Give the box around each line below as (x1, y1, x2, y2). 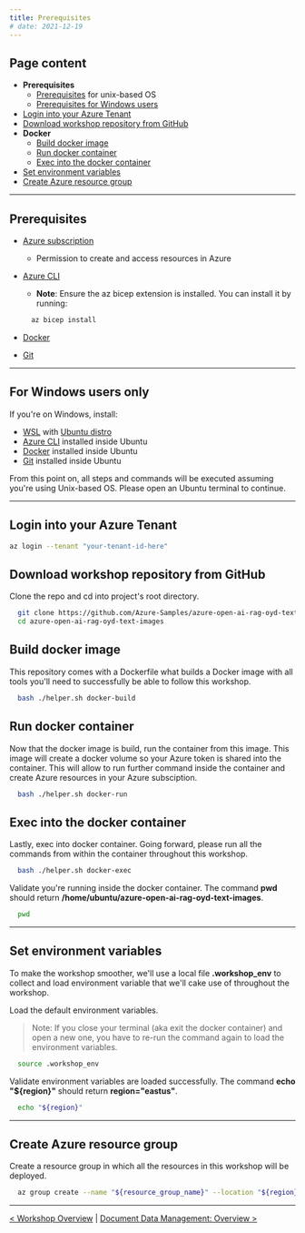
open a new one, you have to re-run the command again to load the (31, 1032, 284, 1043)
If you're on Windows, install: (9, 409, 118, 419)
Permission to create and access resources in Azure (35, 253, 231, 264)
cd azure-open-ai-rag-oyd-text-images (17, 617, 165, 626)
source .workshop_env (17, 1059, 100, 1068)
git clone (17, 609, 54, 618)
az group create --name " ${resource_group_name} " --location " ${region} (17, 1188, 299, 1198)
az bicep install (31, 316, 97, 325)
